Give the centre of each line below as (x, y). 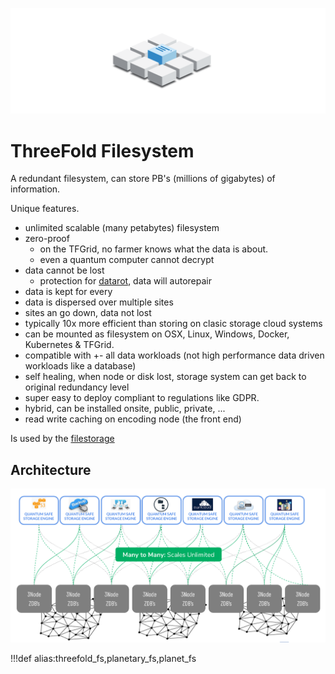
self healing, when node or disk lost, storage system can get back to (165, 377)
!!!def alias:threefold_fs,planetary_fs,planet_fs (103, 659)
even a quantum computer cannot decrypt (127, 260)
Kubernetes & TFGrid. (69, 345)
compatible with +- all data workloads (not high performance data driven (174, 355)
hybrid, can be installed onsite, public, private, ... (125, 409)
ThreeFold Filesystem (102, 150)
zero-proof (47, 239)
